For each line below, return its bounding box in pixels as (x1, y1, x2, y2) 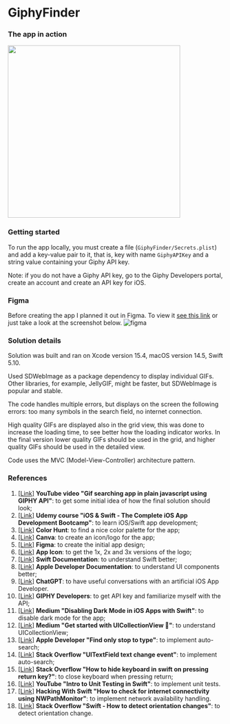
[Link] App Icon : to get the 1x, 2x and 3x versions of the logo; (17, 547, 192, 556)
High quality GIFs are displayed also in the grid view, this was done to (8, 421, 205, 429)
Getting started (8, 228, 61, 237)
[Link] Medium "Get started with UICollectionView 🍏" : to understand (17, 621, 216, 629)
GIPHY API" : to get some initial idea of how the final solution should (17, 496, 211, 505)
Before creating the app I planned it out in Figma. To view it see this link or (8, 312, 218, 320)
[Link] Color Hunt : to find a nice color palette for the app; (17, 525, 180, 534)
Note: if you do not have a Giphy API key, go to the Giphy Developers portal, (8, 271, 223, 279)
